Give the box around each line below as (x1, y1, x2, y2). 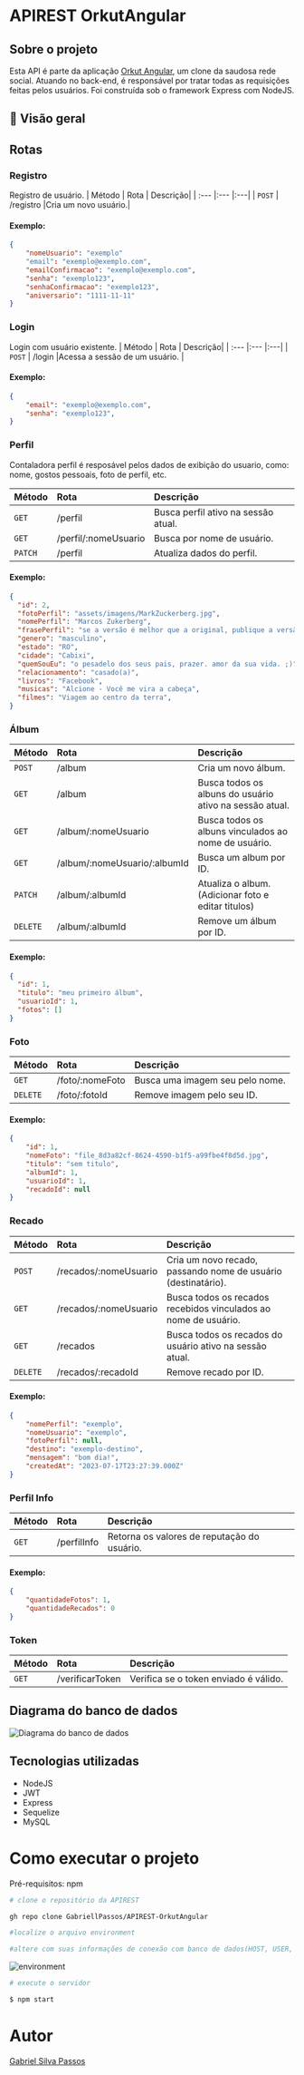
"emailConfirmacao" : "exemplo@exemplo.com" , (25, 265, 196, 275)
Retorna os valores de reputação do (107, 1530, 260, 1543)
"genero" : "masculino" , (17, 634, 107, 644)
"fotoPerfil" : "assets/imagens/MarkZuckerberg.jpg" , (17, 609, 221, 618)
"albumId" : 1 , (25, 1167, 79, 1177)
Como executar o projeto (9, 1847, 200, 1868)
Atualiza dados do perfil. (153, 546, 258, 559)
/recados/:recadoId (56, 1366, 138, 1378)
